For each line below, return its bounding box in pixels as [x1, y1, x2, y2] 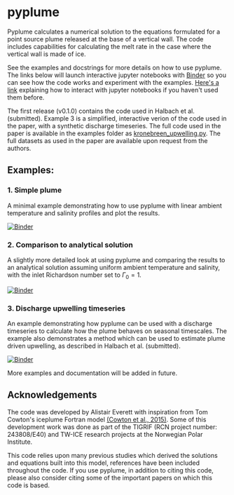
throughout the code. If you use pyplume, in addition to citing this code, [7, 466, 214, 474]
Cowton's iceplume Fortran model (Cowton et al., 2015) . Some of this [7, 415, 207, 423]
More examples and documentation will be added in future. [7, 369, 177, 377]
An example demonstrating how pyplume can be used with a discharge [7, 320, 212, 328]
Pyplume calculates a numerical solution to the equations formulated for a [7, 27, 221, 36]
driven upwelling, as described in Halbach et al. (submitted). [7, 341, 181, 351]
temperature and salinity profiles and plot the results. [7, 208, 160, 217]
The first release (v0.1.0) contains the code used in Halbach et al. [7, 107, 195, 115]
